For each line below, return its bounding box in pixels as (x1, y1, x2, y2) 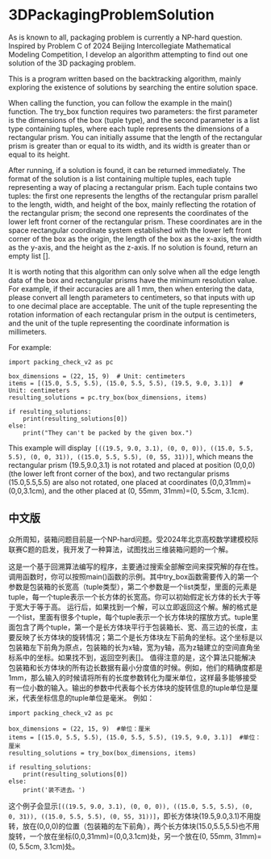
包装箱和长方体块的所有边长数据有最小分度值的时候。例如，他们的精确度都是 (8, 663, 263, 672)
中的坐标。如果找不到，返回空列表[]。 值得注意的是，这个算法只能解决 (22, 652, 256, 662)
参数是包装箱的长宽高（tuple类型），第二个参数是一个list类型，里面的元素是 (8, 582, 257, 592)
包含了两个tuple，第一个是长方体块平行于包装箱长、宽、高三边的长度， (15, 622, 252, 632)
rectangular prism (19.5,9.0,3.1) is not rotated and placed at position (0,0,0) (8, 460, 256, 470)
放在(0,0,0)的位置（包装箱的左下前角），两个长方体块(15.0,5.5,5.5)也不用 (22, 821, 260, 831)
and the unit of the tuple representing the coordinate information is (8, 318, 230, 328)
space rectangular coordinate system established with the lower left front (8, 225, 252, 235)
